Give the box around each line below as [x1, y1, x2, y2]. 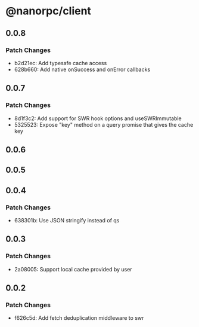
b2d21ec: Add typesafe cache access [14, 59, 107, 66]
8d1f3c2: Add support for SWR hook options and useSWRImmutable [14, 115, 182, 122]
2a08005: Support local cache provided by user [14, 265, 132, 273]
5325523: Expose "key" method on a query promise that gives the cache [14, 121, 194, 128]
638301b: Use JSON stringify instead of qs [14, 217, 120, 224]
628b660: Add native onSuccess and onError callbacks [14, 66, 151, 73]
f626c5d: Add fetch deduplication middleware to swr [14, 314, 144, 322]
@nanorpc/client [5, 4, 92, 18]
